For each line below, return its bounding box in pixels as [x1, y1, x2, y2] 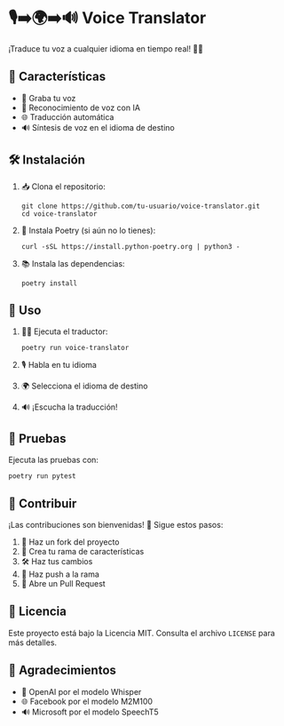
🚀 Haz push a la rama [20, 569, 99, 579]
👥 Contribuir [8, 496, 77, 511]
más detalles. [8, 637, 58, 648]
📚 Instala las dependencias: [20, 258, 125, 268]
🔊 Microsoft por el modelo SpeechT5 [20, 706, 159, 717]
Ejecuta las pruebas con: [8, 455, 99, 466]
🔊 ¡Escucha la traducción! [20, 402, 118, 412]
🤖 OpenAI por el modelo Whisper [20, 686, 142, 697]
